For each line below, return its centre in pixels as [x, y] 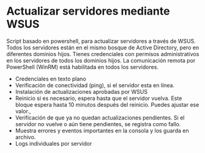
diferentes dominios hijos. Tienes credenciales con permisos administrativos [103, 54]
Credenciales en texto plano [51, 79]
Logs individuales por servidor [54, 143]
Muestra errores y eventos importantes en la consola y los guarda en [102, 130]
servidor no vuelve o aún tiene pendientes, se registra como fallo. [98, 124]
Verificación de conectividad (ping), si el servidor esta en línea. [95, 85]
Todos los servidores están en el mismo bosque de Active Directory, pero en [103, 48]
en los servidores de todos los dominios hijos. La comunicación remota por [101, 60]
